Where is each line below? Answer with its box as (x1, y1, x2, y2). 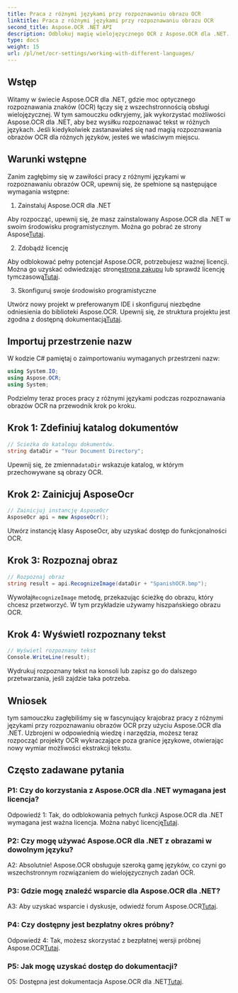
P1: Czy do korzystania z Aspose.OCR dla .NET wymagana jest (7, 785, 227, 795)
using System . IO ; (7, 368, 59, 375)
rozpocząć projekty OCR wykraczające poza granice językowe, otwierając (7, 736, 225, 745)
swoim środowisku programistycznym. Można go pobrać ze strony (7, 222, 202, 231)
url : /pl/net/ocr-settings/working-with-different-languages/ (7, 50, 195, 57)
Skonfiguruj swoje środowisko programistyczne (17, 286, 157, 294)
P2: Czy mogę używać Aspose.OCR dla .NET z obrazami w (7, 836, 212, 845)
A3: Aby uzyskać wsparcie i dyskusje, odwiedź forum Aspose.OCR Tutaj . (7, 902, 218, 911)
